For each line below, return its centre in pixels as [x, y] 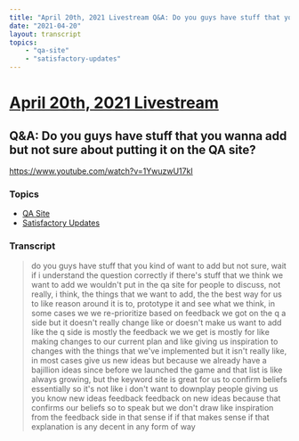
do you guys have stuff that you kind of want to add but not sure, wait [158, 265]
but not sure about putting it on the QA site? [133, 149]
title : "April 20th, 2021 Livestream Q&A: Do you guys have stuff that [145, 17]
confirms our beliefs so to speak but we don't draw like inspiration [152, 407]
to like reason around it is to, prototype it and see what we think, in [153, 303]
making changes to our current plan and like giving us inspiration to [154, 341]
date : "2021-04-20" [45, 26]
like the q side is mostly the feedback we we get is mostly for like [150, 331]
